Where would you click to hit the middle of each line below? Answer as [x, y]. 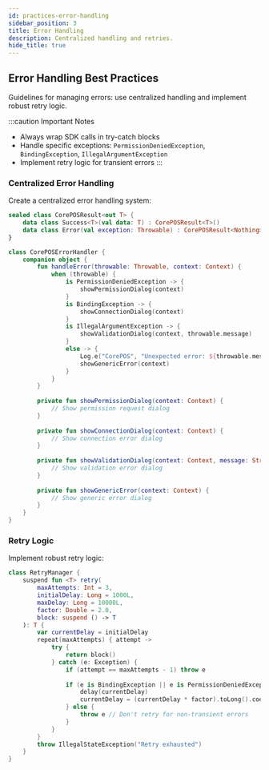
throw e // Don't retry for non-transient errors [164, 715]
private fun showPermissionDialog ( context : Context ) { [130, 401]
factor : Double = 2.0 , [75, 610]
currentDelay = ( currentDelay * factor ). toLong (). [166, 699]
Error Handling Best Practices [84, 78]
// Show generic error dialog [101, 498]
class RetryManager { [44, 573]
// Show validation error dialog [106, 468]
